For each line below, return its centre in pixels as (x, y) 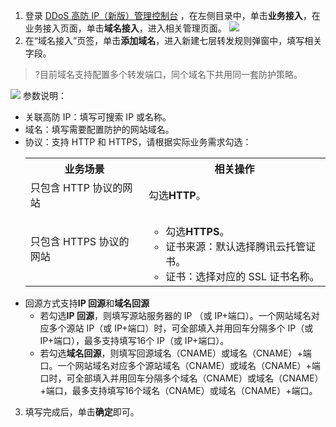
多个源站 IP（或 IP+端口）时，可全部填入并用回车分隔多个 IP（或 (181, 328)
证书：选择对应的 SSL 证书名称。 (242, 276)
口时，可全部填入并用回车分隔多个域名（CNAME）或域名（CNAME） (181, 378)
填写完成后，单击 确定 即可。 (82, 412)
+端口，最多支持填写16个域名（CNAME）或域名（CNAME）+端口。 (178, 390)
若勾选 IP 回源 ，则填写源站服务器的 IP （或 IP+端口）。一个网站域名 (175, 315)
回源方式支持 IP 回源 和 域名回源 (87, 303)
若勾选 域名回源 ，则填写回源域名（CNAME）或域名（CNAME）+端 (175, 353)
